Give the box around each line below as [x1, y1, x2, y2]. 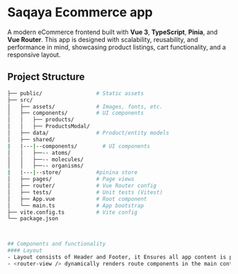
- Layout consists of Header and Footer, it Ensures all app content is [7, 253, 227, 261]
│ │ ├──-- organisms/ [7, 163, 84, 170]
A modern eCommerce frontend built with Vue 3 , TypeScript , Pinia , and [7, 28, 218, 36]
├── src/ [7, 97, 33, 104]
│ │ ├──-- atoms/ [7, 149, 72, 156]
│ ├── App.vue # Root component [7, 195, 147, 202]
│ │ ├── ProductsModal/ [7, 123, 91, 130]
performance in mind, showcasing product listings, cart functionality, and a [7, 43, 227, 51]
